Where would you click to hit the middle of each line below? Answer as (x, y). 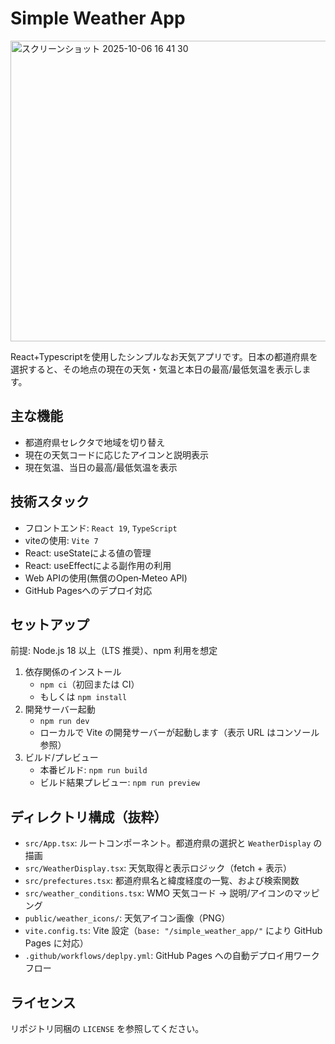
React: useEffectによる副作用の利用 (98, 565)
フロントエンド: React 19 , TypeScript (101, 528)
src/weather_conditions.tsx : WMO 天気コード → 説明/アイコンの (159, 893)
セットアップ (50, 624)
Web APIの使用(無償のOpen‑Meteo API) (106, 578)
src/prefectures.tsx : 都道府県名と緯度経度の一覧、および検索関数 (162, 881)
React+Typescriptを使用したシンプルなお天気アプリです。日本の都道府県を (164, 356)
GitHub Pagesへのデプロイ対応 (88, 590)
